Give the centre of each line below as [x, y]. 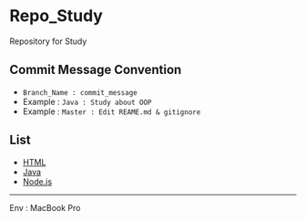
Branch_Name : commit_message [80, 92]
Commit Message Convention [96, 70]
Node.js [37, 181]
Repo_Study [56, 16]
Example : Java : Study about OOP [87, 101]
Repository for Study [48, 41]
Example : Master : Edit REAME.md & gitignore [112, 111]
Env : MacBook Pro [45, 207]
